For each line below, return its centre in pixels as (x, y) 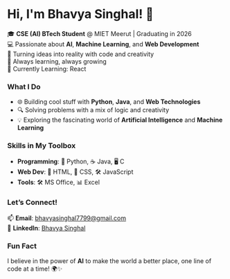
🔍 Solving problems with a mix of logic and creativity (93, 110)
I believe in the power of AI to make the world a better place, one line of (109, 261)
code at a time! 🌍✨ (35, 269)
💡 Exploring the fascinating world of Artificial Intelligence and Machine (120, 120)
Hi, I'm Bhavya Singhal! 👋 (80, 14)
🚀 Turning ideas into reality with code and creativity (81, 54)
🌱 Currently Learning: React (47, 69)
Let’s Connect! (32, 202)
